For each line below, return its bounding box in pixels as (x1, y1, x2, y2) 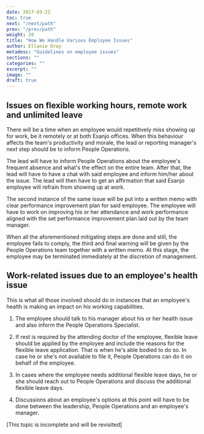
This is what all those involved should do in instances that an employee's (6, 296, 190, 303)
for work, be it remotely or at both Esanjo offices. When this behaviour (6, 132, 184, 140)
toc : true (6, 15, 32, 21)
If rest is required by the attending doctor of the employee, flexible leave (15, 333, 198, 340)
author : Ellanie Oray (6, 44, 62, 50)
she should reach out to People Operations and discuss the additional (15, 378, 191, 385)
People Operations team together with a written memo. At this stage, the (6, 246, 189, 253)
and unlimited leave (6, 110, 83, 120)
